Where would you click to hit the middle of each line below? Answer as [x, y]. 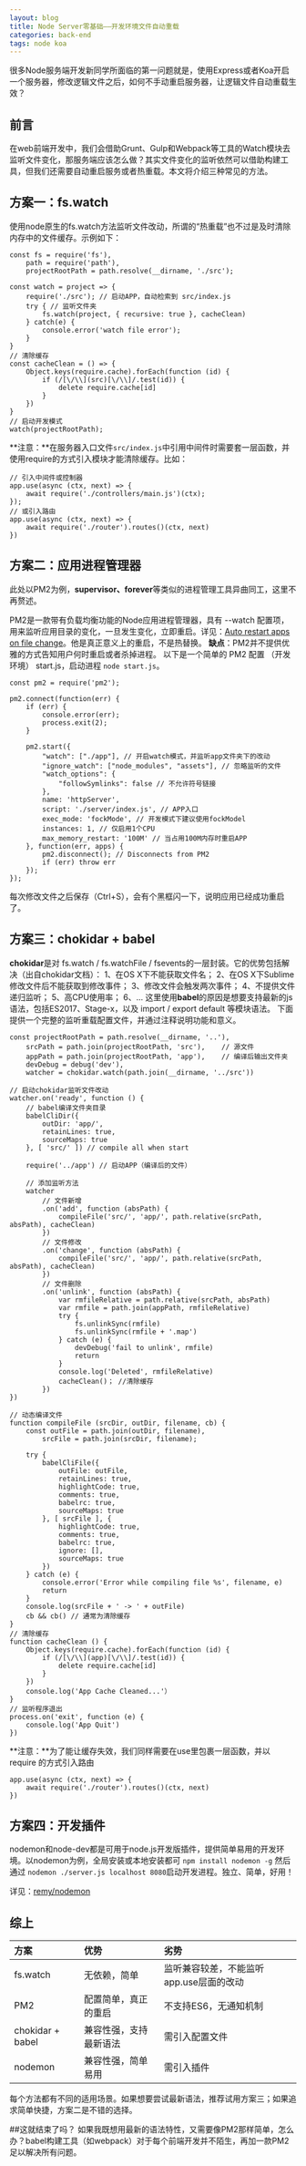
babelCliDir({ [52, 1116]
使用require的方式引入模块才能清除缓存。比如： [99, 459]
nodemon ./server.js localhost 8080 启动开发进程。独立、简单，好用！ [160, 1872]
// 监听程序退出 [36, 1709]
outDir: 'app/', [73, 1124]
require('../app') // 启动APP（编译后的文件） [109, 1165]
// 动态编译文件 [36, 1415]
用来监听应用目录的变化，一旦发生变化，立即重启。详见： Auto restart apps [150, 631]
